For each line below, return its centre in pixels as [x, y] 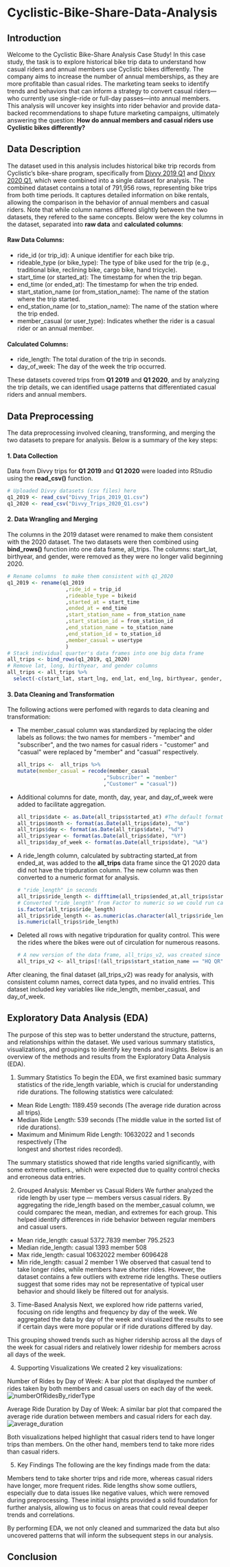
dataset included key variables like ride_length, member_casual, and [104, 989]
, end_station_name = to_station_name [119, 628]
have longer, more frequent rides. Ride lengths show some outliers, [102, 1485]
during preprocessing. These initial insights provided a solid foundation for [112, 1500]
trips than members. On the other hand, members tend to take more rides [111, 1444]
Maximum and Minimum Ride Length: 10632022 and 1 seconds [106, 1134]
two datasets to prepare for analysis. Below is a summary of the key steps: [113, 440]
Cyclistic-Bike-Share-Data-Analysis [112, 13]
